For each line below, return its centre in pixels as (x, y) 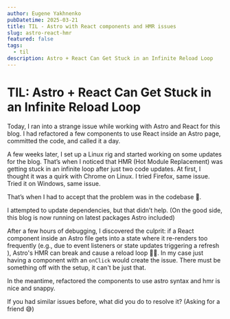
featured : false (30, 39)
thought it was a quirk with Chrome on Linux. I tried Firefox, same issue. (108, 176)
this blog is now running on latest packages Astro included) (91, 217)
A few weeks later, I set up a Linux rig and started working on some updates (114, 154)
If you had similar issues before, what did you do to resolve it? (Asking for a (114, 301)
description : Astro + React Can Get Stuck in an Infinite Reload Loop (110, 59)
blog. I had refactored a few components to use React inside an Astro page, (114, 133)
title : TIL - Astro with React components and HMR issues (92, 26)
